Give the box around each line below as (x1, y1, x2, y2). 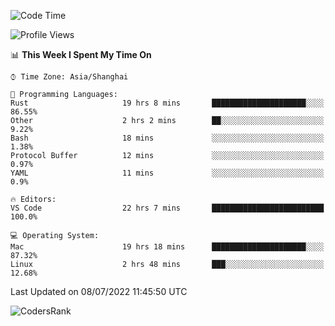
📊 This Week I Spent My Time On (10, 49, 152, 60)
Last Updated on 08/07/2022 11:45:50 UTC (10, 286, 188, 297)
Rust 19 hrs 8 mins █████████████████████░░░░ (10, 98, 325, 108)
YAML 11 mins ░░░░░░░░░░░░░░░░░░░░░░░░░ (10, 168, 325, 178)
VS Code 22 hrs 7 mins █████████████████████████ (10, 203, 325, 213)
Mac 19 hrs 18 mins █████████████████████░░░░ (10, 242, 325, 252)
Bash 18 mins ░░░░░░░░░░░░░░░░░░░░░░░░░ (10, 133, 325, 143)
